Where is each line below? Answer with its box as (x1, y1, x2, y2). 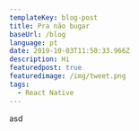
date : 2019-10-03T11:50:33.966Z (9, 47, 130, 56)
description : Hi (9, 55, 70, 64)
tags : (9, 80, 30, 89)
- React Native (17, 88, 74, 97)
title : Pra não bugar (9, 22, 91, 31)
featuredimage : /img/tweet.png (9, 72, 126, 81)
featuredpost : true (9, 64, 83, 73)
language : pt (9, 38, 58, 48)
